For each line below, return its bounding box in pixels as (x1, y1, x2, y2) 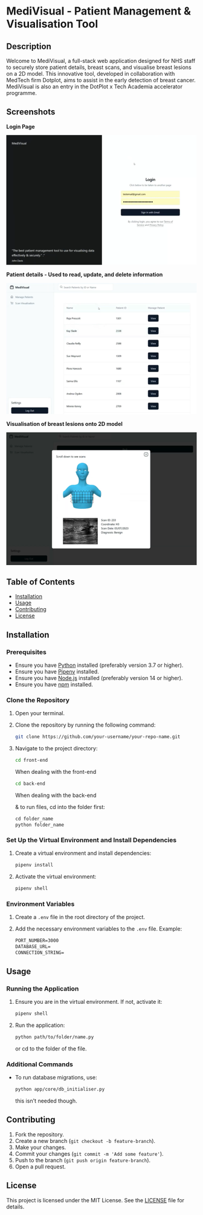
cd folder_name (14, 816, 54, 822)
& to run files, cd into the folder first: (14, 804, 106, 811)
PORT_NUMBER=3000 (14, 938, 59, 944)
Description (6, 41, 51, 51)
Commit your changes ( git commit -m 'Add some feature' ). (14, 1150, 164, 1157)
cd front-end (14, 758, 48, 764)
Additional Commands (6, 1060, 74, 1069)
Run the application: (14, 1021, 65, 1029)
